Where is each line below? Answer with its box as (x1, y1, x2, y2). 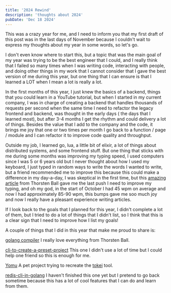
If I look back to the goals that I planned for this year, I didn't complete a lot (5, 207, 163, 213)
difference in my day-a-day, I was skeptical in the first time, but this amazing (5, 175, 166, 181)
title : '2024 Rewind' (5, 7, 52, 13)
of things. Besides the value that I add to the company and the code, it (5, 121, 153, 128)
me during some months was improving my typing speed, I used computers (5, 153, 164, 159)
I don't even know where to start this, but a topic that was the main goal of (5, 52, 162, 58)
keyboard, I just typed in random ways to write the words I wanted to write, (5, 164, 163, 170)
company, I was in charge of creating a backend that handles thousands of (5, 100, 163, 106)
